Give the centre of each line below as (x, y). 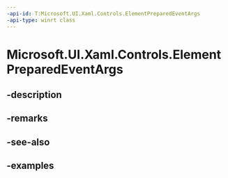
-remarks (27, 119)
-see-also (28, 142)
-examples (30, 166)
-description (34, 95)
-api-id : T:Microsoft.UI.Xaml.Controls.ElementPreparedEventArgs (103, 14)
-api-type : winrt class (41, 20)
